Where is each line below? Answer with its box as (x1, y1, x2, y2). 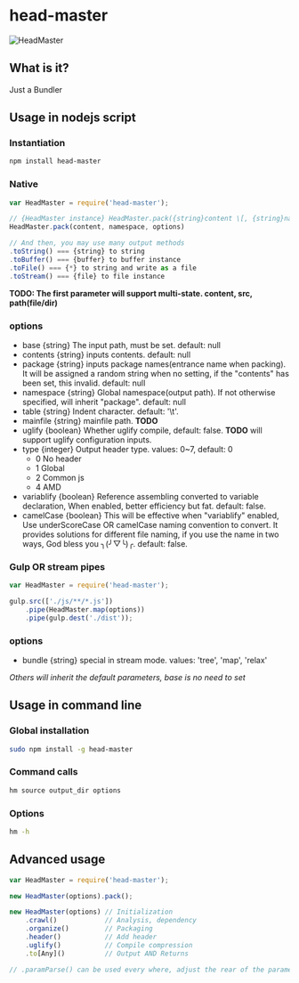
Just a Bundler (9, 84, 63, 94)
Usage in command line (9, 698, 142, 713)
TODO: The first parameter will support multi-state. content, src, (9, 288, 253, 298)
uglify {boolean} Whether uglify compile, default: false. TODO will (21, 425, 263, 435)
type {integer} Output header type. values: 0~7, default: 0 (21, 443, 233, 454)
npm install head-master (9, 157, 101, 166)
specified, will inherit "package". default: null (21, 396, 187, 407)
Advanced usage (9, 852, 106, 867)
